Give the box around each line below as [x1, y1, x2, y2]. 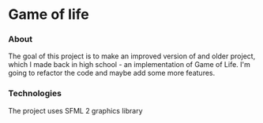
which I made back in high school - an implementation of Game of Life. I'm [8, 60, 251, 69]
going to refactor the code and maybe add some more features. [8, 69, 216, 78]
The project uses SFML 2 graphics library [8, 106, 143, 115]
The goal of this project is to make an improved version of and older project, [8, 51, 256, 61]
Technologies [8, 88, 62, 99]
